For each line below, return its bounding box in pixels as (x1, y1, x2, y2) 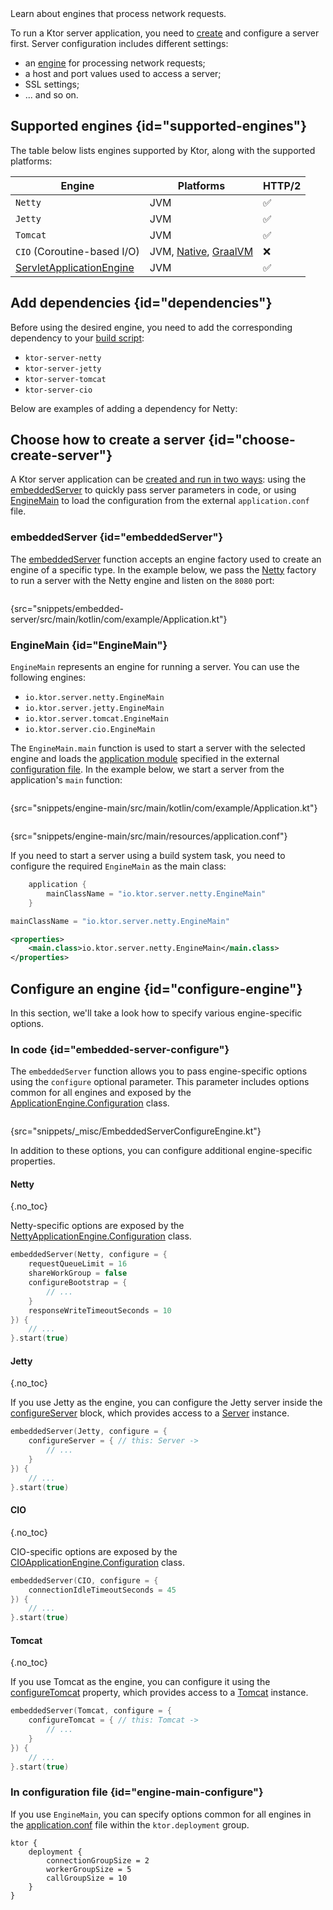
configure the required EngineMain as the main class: (10, 860, 227, 872)
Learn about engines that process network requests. (10, 8, 227, 19)
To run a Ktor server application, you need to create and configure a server (10, 27, 320, 39)
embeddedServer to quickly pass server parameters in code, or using (10, 484, 297, 496)
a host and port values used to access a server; (24, 68, 222, 79)
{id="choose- (208, 432, 296, 449)
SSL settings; (24, 78, 80, 90)
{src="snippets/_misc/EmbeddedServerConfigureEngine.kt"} (10, 1125, 262, 1137)
